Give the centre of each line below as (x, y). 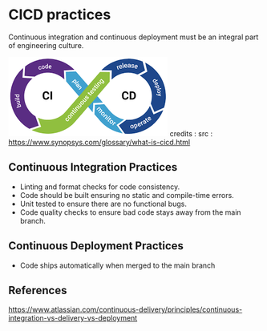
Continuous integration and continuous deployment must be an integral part (133, 37)
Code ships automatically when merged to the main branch (117, 265)
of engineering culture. (46, 45)
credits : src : (191, 133)
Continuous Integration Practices (93, 167)
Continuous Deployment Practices (96, 246)
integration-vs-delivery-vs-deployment (73, 318)
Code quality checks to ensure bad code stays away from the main (131, 212)
